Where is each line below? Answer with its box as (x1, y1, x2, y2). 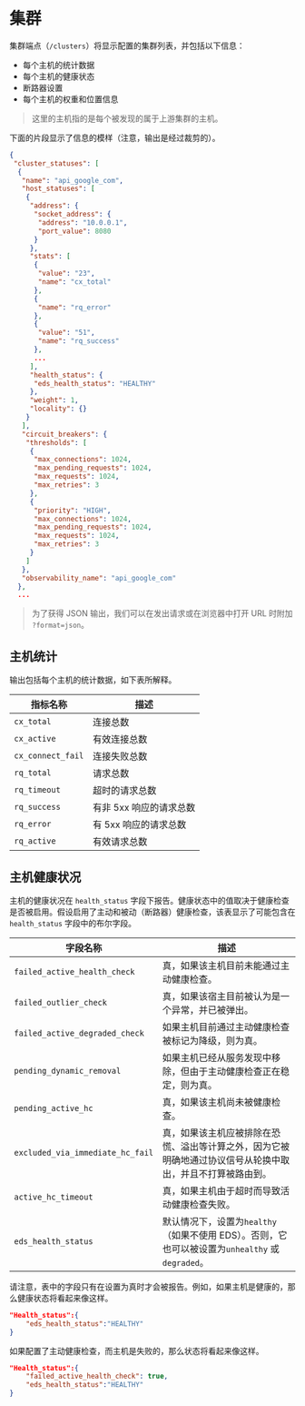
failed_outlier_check (14, 997, 107, 1007)
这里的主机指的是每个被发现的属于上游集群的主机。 (31, 113, 223, 124)
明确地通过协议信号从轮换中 (162, 1153, 281, 1166)
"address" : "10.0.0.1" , (37, 217, 128, 228)
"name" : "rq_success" (37, 337, 120, 346)
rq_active (14, 836, 56, 846)
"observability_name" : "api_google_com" (21, 573, 177, 582)
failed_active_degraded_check (14, 1027, 145, 1038)
